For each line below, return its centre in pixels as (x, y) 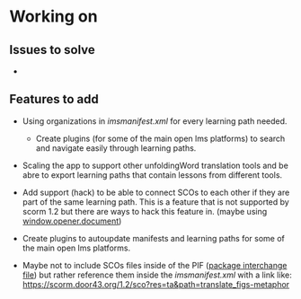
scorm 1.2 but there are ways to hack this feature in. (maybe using (145, 211)
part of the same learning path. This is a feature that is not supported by (155, 202)
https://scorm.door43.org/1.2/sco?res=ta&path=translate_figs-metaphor (156, 284)
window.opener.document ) (72, 221)
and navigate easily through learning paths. (116, 148)
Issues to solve (53, 50)
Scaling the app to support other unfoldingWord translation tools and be (155, 165)
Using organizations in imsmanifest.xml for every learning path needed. (155, 121)
